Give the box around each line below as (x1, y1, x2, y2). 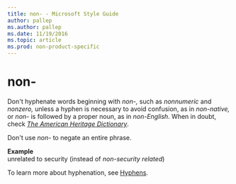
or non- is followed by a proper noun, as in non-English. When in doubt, (7, 112, 217, 120)
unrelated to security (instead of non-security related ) (7, 154, 165, 163)
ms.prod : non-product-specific (7, 43, 100, 50)
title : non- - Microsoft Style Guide (7, 10, 119, 18)
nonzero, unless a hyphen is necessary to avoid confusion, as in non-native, (7, 104, 230, 113)
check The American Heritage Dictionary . (7, 120, 130, 128)
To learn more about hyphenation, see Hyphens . (7, 168, 149, 177)
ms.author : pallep (7, 23, 62, 30)
